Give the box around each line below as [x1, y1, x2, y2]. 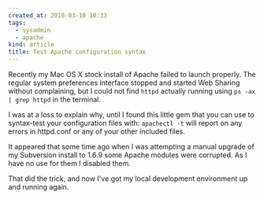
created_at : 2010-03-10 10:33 [8, 11, 108, 20]
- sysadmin [15, 26, 51, 34]
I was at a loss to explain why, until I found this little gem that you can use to [8, 110, 255, 119]
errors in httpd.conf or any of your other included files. [8, 127, 185, 136]
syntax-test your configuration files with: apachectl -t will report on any [8, 119, 243, 127]
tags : [8, 19, 26, 27]
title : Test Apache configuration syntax [8, 48, 147, 56]
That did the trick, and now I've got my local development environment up [8, 174, 248, 183]
